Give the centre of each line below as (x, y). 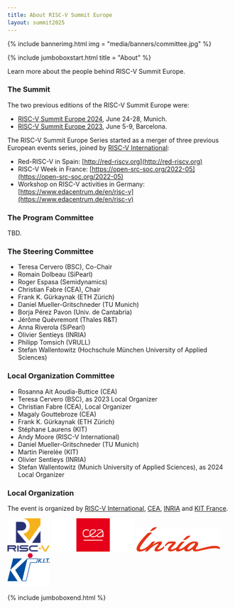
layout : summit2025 (36, 22)
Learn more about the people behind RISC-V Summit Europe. (97, 71)
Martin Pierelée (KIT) (48, 452)
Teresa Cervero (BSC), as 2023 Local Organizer (87, 399)
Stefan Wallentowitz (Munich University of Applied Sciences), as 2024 (120, 467)
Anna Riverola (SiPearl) (51, 328)
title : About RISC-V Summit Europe (60, 15)
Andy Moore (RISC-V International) (69, 436)
